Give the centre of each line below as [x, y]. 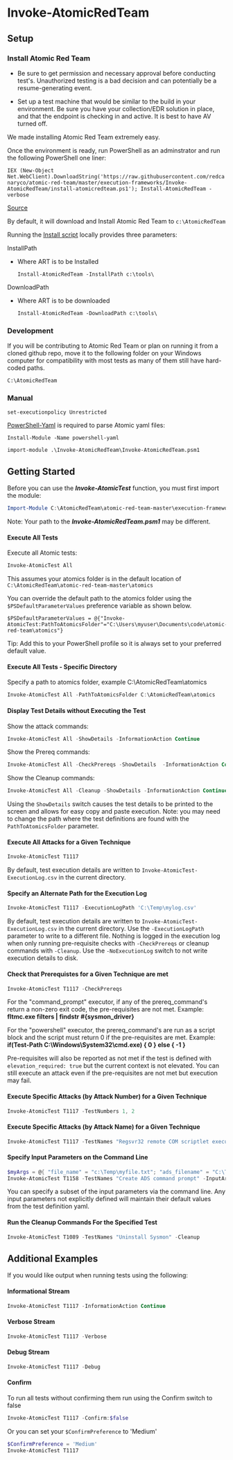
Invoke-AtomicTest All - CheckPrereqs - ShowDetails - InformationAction [113, 765]
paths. [36, 368]
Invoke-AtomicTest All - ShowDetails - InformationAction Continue [103, 739]
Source [17, 208]
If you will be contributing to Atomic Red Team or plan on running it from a [113, 346]
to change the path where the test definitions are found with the [98, 819]
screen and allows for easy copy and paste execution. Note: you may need [114, 812]
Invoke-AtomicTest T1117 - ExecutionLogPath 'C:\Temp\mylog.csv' [102, 908]
